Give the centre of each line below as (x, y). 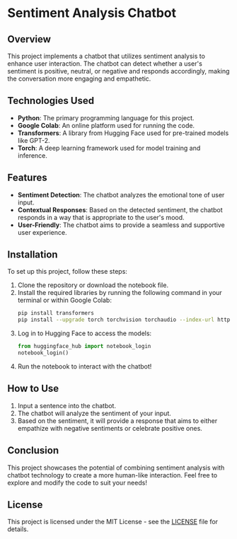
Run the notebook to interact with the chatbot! (85, 366)
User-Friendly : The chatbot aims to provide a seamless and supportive (121, 225)
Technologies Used (51, 101)
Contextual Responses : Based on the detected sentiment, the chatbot (120, 209)
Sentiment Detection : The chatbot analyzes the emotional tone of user (121, 195)
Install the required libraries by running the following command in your (120, 293)
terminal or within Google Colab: (64, 300)
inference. (33, 155)
